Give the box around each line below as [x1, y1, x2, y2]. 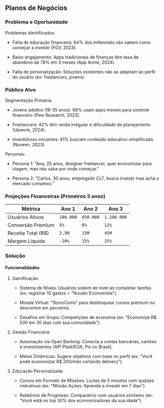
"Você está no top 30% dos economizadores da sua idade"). [19, 398, 142, 404]
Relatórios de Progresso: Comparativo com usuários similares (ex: [19, 392, 153, 398]
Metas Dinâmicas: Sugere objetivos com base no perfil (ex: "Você [19, 354, 153, 359]
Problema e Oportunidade [5, 19, 68, 26]
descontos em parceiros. [19, 305, 70, 311]
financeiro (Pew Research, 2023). [12, 112, 81, 118]
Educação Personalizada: [12, 368, 64, 374]
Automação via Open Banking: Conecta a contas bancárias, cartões [19, 339, 157, 345]
